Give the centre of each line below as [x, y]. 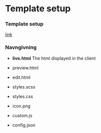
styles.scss [24, 87]
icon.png [21, 106]
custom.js [22, 115]
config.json [24, 125]
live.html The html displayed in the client [54, 58]
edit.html [21, 77]
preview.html [25, 67]
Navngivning [21, 47]
